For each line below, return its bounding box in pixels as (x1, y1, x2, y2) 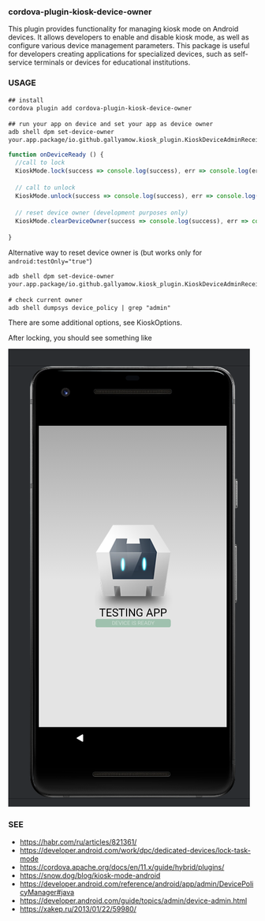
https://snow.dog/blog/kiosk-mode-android (19, 871, 161, 880)
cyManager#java (19, 887, 75, 897)
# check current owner (8, 296, 83, 304)
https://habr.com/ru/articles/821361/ (19, 837, 137, 846)
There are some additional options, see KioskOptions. (8, 318, 183, 327)
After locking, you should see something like (8, 334, 152, 343)
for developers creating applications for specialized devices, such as (8, 50, 232, 59)
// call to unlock (15, 184, 77, 192)
